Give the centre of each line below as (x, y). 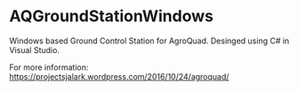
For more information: (49, 67)
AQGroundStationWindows (111, 16)
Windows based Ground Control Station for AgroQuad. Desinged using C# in (149, 41)
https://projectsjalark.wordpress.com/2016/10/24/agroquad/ (119, 76)
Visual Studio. (35, 49)
